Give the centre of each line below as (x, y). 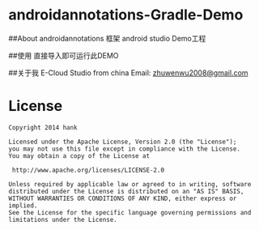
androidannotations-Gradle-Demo (126, 15)
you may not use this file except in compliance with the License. (125, 149)
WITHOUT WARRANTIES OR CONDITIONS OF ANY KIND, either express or (123, 198)
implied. (23, 205)
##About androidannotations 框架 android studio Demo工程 (107, 38)
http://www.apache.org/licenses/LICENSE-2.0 (88, 170)
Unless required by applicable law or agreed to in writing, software (130, 184)
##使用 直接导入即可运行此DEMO (64, 55)
